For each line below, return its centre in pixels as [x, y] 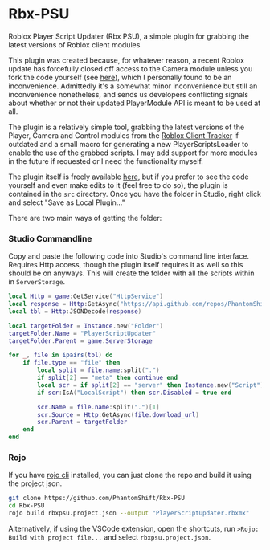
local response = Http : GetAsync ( [64, 304]
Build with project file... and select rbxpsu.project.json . [110, 537]
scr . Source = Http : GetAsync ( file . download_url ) [118, 414]
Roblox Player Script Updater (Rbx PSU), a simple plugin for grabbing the [129, 36]
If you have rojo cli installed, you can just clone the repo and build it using [130, 475]
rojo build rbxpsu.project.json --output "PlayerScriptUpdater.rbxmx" [129, 513]
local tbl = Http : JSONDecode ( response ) [75, 311]
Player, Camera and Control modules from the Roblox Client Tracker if [124, 135]
